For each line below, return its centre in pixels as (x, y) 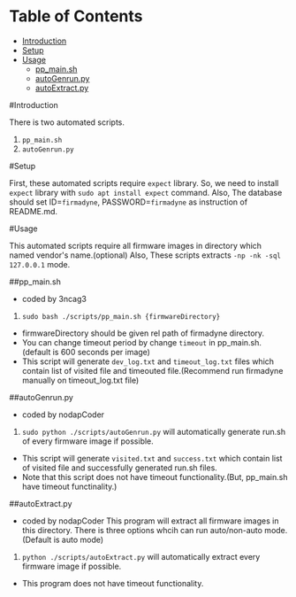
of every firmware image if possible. (88, 441)
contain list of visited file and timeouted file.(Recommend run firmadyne (152, 370)
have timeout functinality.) (69, 486)
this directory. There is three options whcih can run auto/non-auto (142, 530)
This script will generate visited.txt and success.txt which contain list (152, 458)
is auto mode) (79, 539)
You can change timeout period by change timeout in (119, 342)
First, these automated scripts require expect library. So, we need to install (144, 182)
